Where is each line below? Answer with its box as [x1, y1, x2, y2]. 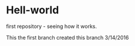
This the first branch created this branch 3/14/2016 [6, 34, 129, 41]
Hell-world [6, 3, 59, 17]
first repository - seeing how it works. [6, 23, 97, 30]
